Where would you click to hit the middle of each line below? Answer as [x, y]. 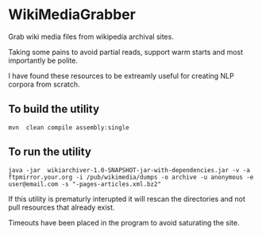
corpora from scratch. [44, 84]
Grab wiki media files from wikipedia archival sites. [91, 37]
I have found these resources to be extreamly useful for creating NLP [121, 75]
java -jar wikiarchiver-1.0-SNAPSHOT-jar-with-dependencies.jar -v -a [129, 170]
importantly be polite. [43, 60]
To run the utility [50, 152]
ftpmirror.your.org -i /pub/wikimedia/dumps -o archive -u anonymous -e [131, 177]
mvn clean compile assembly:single [69, 127]
